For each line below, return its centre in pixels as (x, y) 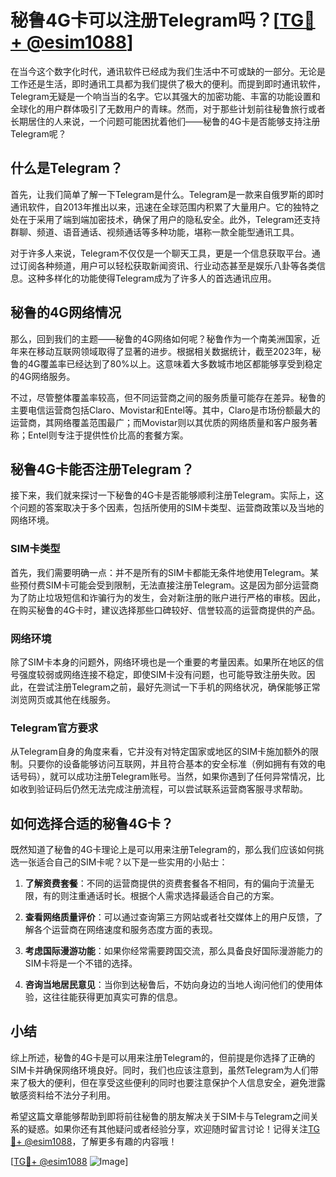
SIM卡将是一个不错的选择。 (81, 963)
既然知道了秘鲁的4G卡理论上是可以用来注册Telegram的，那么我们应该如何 (163, 850)
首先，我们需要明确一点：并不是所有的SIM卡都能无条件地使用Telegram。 (160, 572)
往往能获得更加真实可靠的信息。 (117, 997)
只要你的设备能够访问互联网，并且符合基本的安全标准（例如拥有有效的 (172, 764)
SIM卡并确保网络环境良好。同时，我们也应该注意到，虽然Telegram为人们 (160, 1070)
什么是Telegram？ (66, 168)
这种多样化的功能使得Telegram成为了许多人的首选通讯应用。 (152, 278)
